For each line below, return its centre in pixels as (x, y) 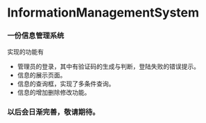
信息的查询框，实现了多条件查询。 (66, 84)
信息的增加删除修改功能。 (54, 93)
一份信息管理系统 (36, 36)
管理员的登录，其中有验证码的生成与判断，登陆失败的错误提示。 (108, 66)
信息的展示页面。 (42, 75)
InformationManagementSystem (103, 13)
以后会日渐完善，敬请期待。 (53, 112)
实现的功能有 (25, 52)
